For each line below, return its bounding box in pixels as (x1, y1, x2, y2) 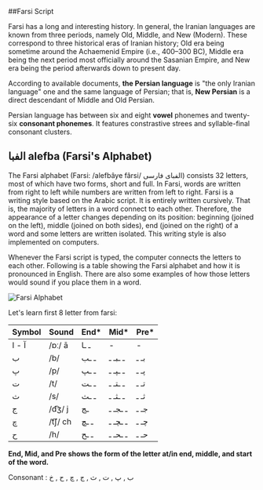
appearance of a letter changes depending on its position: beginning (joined (8, 212, 254, 222)
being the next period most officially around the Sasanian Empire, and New (8, 55, 250, 64)
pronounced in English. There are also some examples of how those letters (8, 269, 250, 278)
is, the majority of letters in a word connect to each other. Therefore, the (8, 204, 242, 213)
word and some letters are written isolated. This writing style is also (8, 229, 226, 238)
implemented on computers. (8, 237, 100, 246)
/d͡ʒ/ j (48, 403, 69, 414)
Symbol (12, 326, 42, 337)
